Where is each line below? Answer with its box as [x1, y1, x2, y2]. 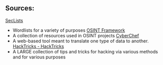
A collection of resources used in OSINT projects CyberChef [12, 32, 139, 38]
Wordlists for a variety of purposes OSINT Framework [12, 27, 125, 33]
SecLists [5, 17, 23, 23]
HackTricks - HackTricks [12, 43, 64, 49]
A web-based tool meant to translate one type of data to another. [12, 38, 149, 44]
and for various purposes [12, 54, 66, 60]
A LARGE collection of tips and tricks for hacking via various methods [12, 48, 158, 54]
